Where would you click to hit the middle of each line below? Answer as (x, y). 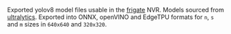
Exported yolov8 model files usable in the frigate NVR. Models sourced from (116, 10)
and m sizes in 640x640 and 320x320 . (57, 24)
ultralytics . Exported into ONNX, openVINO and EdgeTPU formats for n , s (111, 17)
